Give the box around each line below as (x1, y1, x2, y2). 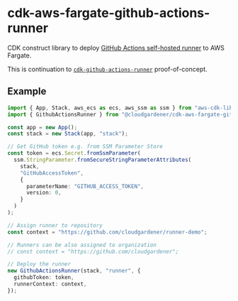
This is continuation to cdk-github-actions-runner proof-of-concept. (7, 65, 208, 73)
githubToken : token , (13, 274, 74, 281)
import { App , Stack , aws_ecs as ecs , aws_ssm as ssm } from (7, 104, 192, 111)
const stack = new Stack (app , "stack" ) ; (7, 130, 129, 138)
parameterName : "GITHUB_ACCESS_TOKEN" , (25, 182, 144, 190)
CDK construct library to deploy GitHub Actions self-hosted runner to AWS (7, 43, 225, 52)
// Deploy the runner (7, 261, 72, 268)
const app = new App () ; (7, 124, 78, 131)
